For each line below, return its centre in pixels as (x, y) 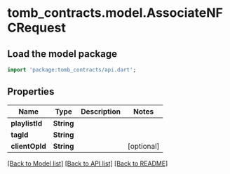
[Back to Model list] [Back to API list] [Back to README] (88, 163)
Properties (31, 92)
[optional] (143, 146)
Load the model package (62, 54)
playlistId (27, 123)
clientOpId (29, 146)
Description (101, 112)
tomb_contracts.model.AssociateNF (115, 13)
